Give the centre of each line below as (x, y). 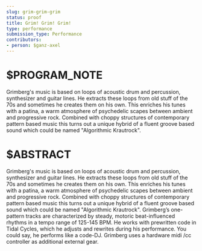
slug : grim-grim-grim (33, 12)
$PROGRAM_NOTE (55, 75)
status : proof (24, 17)
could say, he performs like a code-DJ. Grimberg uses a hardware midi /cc (99, 235)
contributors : (24, 40)
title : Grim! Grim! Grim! (39, 23)
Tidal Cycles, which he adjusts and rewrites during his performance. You (96, 229)
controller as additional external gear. (52, 241)
